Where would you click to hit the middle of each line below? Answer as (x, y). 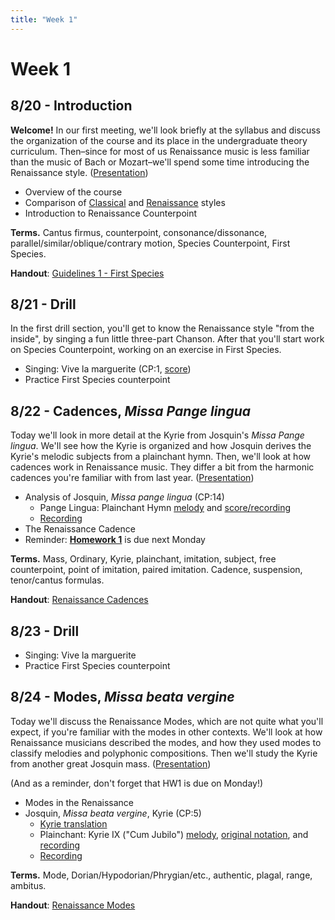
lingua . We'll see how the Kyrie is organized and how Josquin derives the (161, 446)
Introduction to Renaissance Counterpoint (111, 213)
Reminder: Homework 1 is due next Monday (115, 540)
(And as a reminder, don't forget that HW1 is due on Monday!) (137, 783)
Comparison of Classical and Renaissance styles (125, 202)
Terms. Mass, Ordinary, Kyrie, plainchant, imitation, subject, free (143, 559)
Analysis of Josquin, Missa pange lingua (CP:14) (124, 497)
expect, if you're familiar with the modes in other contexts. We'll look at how (166, 732)
